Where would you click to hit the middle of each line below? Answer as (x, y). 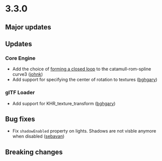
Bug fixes (20, 119)
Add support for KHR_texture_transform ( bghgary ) (64, 103)
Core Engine (20, 58)
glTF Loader (20, 93)
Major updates (28, 27)
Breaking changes (34, 152)
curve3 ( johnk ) (28, 74)
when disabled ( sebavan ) (38, 136)
